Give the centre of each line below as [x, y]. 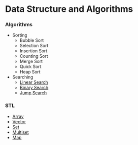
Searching [23, 77]
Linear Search [34, 82]
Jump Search [33, 93]
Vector [19, 121]
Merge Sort [31, 61]
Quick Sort [31, 67]
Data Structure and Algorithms [69, 9]
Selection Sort [34, 46]
